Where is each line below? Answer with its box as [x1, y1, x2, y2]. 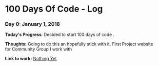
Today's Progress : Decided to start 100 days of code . [5, 32, 115, 37]
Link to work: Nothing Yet [5, 56, 57, 62]
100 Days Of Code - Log [5, 3, 103, 15]
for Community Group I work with [5, 46, 72, 52]
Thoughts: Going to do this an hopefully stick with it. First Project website [5, 41, 154, 47]
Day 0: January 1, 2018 [5, 21, 60, 28]
